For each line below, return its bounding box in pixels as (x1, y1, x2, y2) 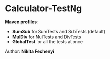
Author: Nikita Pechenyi (5, 48, 54, 54)
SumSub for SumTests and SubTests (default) (12, 28, 106, 34)
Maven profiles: (5, 19, 38, 25)
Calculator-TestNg (5, 3, 82, 14)
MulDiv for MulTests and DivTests (12, 34, 81, 39)
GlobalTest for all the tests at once (12, 39, 83, 44)
